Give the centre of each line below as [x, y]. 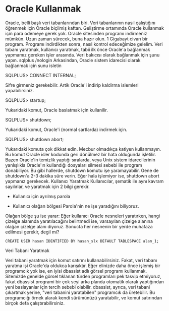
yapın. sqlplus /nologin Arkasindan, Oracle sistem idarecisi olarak [73, 60]
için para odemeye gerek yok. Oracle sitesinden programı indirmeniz [76, 33]
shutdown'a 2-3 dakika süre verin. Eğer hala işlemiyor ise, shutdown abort [82, 176]
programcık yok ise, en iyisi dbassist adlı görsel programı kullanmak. [76, 271]
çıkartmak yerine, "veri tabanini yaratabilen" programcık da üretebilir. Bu [80, 292]
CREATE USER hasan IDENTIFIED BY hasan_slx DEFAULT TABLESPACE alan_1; [82, 241]
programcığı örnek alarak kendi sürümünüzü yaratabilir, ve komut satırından [84, 297]
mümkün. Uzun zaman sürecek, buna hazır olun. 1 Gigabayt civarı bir [76, 39]
